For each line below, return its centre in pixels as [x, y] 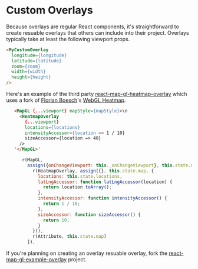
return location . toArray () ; [77, 187]
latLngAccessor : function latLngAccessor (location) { [105, 182]
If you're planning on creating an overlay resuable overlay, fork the [87, 253]
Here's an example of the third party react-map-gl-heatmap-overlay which [97, 94]
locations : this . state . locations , [80, 176]
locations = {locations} [52, 127]
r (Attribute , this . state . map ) [70, 237]
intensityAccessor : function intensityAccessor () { [102, 198]
